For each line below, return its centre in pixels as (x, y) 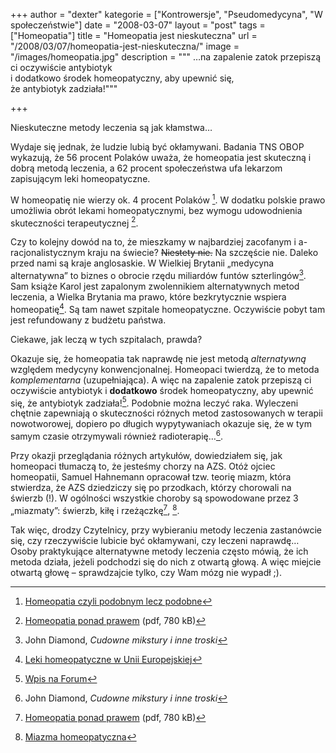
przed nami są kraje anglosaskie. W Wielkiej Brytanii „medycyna (142, 263)
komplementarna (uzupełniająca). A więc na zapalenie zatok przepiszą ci (161, 380)
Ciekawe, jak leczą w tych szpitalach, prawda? (106, 339)
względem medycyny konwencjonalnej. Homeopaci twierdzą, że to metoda (165, 369)
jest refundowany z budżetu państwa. (88, 320)
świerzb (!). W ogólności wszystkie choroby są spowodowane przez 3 (154, 498)
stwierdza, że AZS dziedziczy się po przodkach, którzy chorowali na (151, 487)
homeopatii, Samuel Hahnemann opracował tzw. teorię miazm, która (151, 476)
